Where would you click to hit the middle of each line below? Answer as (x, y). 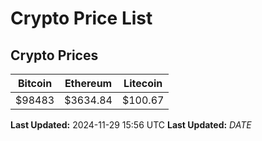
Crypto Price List (81, 18)
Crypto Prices (54, 55)
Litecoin (143, 83)
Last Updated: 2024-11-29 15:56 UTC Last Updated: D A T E (131, 125)
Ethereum (88, 83)
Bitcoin (35, 83)
